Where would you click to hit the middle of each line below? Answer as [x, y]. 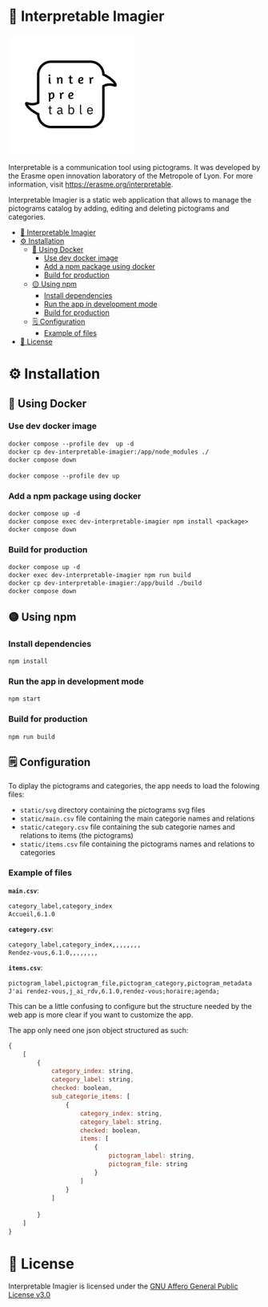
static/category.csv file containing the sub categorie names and [128, 827]
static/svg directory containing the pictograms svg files [112, 809]
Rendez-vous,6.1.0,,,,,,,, [53, 953]
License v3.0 [29, 1294]
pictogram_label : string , [152, 1156]
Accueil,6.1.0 [32, 914]
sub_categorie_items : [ [90, 1097]
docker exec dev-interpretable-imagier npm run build [100, 575]
